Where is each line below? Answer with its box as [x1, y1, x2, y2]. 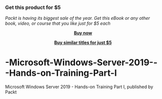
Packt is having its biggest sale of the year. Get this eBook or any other [5, 15, 150, 21]
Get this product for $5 [5, 4, 61, 11]
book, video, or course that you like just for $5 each [5, 20, 111, 26]
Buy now [74, 30, 92, 36]
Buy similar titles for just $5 [54, 40, 112, 46]
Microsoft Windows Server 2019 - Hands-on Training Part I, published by [5, 84, 154, 90]
